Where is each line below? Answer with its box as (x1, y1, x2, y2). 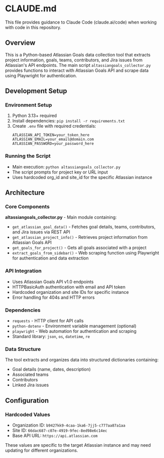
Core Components (5, 203, 50, 210)
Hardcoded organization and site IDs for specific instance (12, 289, 129, 295)
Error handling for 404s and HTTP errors (12, 294, 95, 300)
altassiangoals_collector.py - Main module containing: (5, 214, 117, 220)
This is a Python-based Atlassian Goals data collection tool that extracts (5, 52, 151, 57)
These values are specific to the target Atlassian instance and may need (5, 442, 151, 448)
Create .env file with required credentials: (12, 123, 97, 129)
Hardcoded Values (5, 411, 51, 418)
